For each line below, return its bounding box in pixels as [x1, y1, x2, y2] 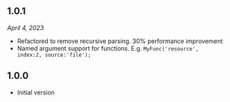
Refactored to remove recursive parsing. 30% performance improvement [16, 37, 223, 45]
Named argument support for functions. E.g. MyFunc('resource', [16, 44, 199, 52]
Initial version [16, 88, 55, 97]
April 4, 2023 [7, 23, 44, 31]
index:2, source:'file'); [16, 51, 91, 58]
